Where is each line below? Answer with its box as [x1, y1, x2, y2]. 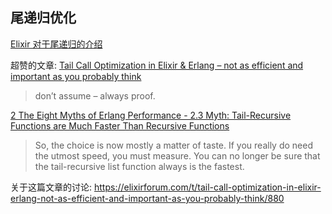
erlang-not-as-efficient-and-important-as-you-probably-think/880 [10, 192, 285, 204]
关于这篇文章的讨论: [10, 181, 93, 193]
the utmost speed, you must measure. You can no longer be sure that [34, 149, 321, 162]
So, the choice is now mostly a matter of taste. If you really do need [34, 139, 313, 151]
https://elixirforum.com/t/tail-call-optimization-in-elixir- [93, 181, 322, 193]
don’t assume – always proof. [34, 89, 156, 102]
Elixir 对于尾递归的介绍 [10, 38, 103, 50]
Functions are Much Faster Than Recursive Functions [10, 119, 230, 132]
